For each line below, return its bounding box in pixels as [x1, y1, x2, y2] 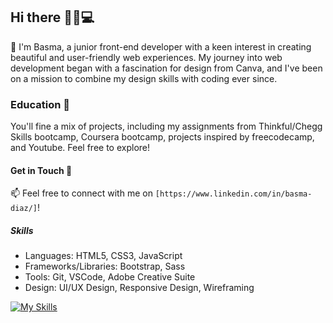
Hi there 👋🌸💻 [10, 9, 95, 26]
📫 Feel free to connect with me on [10, 187, 153, 199]
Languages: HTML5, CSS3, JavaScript [24, 250, 183, 262]
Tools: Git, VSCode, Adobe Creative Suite [24, 271, 196, 283]
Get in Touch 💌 [10, 164, 73, 176]
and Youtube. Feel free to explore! [10, 142, 151, 154]
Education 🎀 [10, 97, 70, 111]
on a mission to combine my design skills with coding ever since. [10, 72, 278, 84]
